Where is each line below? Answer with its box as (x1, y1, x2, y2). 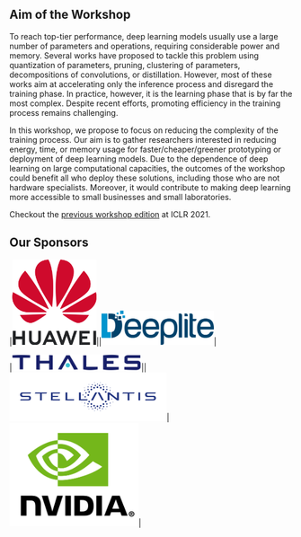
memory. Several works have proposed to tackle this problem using (9, 49, 259, 61)
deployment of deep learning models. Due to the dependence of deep (9, 153, 269, 164)
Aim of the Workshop (9, 7, 131, 22)
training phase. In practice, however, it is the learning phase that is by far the (9, 88, 293, 99)
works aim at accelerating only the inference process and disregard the (9, 78, 274, 89)
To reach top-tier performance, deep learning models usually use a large (9, 31, 279, 41)
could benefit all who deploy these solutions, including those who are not (9, 172, 280, 183)
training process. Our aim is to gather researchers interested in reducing (9, 134, 277, 145)
